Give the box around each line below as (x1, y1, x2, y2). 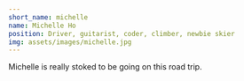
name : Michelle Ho (8, 21, 76, 30)
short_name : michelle (8, 12, 89, 22)
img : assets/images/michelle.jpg (8, 37, 132, 47)
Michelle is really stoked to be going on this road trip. (8, 62, 202, 72)
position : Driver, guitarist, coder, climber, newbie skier (8, 29, 236, 38)
